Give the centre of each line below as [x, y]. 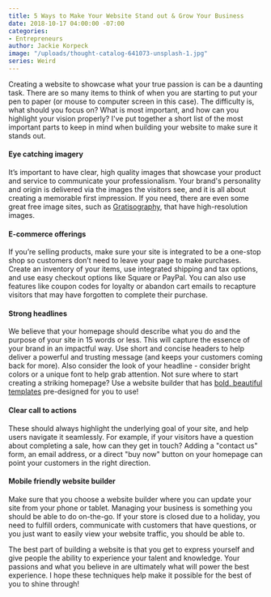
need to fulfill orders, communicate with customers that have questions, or [133, 525]
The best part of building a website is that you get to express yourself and [131, 549]
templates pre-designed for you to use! [74, 392]
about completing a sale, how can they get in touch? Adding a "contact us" [133, 446]
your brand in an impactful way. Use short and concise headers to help [127, 348]
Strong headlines [38, 313]
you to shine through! [44, 583]
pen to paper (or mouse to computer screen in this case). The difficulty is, [131, 101]
